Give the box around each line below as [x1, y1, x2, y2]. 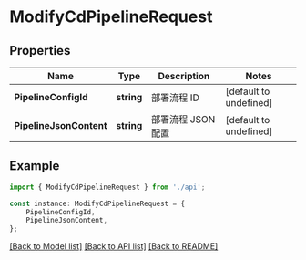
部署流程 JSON [151, 113, 216, 125]
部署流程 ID [151, 91, 200, 104]
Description [158, 70, 210, 82]
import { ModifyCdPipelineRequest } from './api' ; [9, 182, 206, 192]
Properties [9, 43, 71, 58]
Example [9, 158, 60, 174]
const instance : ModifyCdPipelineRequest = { [9, 199, 185, 208]
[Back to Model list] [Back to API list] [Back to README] [9, 241, 219, 252]
